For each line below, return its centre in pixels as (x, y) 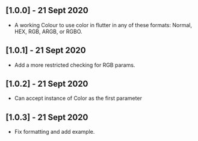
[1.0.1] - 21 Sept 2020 (46, 50)
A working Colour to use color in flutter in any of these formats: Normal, (103, 25)
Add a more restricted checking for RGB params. (75, 65)
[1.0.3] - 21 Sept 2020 (47, 117)
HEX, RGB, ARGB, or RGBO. (48, 31)
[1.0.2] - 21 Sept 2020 (47, 84)
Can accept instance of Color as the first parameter (78, 98)
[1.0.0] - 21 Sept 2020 (47, 11)
